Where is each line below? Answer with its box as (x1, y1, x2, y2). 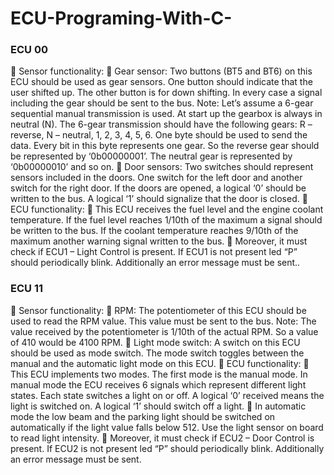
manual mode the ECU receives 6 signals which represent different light (10, 378, 307, 391)
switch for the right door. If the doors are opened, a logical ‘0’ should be (10, 182, 307, 194)
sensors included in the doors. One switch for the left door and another (10, 172, 303, 184)
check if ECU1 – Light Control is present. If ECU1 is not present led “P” (10, 246, 298, 258)
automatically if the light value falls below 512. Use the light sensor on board (10, 421, 324, 433)
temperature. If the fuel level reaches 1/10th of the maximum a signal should (10, 214, 323, 226)
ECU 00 (10, 43, 48, 57)
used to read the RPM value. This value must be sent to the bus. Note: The (10, 315, 317, 327)
